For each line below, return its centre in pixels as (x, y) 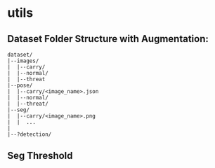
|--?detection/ (30, 134)
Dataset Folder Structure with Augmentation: (108, 39)
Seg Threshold (40, 156)
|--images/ (23, 61)
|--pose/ (20, 85)
